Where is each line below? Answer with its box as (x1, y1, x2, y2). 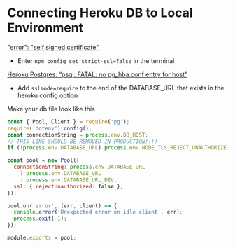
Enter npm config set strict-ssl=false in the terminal (17, 56, 175, 64)
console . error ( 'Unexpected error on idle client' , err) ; (13, 209, 183, 216)
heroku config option (17, 91, 78, 99)
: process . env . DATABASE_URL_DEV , (20, 177, 117, 184)
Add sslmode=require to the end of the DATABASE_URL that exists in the (17, 83, 225, 92)
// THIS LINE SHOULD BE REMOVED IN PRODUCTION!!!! (7, 138, 158, 145)
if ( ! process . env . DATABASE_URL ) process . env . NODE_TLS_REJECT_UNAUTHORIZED (7, 144, 230, 151)
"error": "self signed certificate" (7, 43, 99, 51)
